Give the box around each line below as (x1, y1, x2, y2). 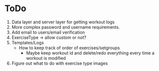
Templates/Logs (11, 39, 44, 45)
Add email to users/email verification (11, 29, 85, 35)
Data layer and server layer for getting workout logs (11, 19, 115, 25)
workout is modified (26, 55, 66, 61)
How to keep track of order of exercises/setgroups (18, 45, 120, 51)
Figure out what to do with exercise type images (11, 60, 108, 66)
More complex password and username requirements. (11, 24, 120, 30)
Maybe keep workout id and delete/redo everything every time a (26, 50, 155, 56)
